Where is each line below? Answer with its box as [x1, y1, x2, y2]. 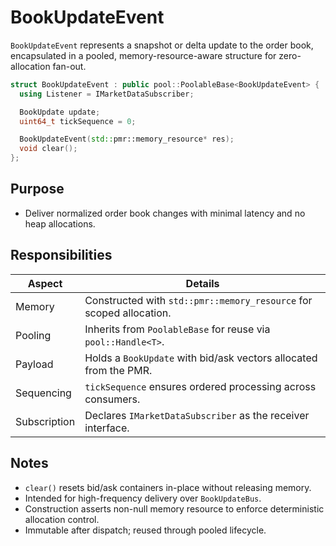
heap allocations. [24, 217, 96, 230]
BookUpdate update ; [19, 107, 101, 117]
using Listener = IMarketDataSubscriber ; [19, 89, 195, 99]
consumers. [84, 392, 141, 406]
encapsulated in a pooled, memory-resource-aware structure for [10, 49, 277, 61]
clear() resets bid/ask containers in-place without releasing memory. [24, 481, 312, 493]
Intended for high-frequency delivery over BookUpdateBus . [24, 492, 262, 504]
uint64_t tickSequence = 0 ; [19, 116, 137, 126]
